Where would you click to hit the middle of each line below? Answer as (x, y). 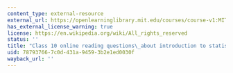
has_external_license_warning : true (60, 26)
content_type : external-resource (55, 14)
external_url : (28, 20)
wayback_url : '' (31, 59)
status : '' (23, 40)
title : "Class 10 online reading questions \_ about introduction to (107, 46)
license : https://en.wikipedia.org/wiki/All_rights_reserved (97, 33)
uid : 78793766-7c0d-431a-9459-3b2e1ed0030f (71, 53)
